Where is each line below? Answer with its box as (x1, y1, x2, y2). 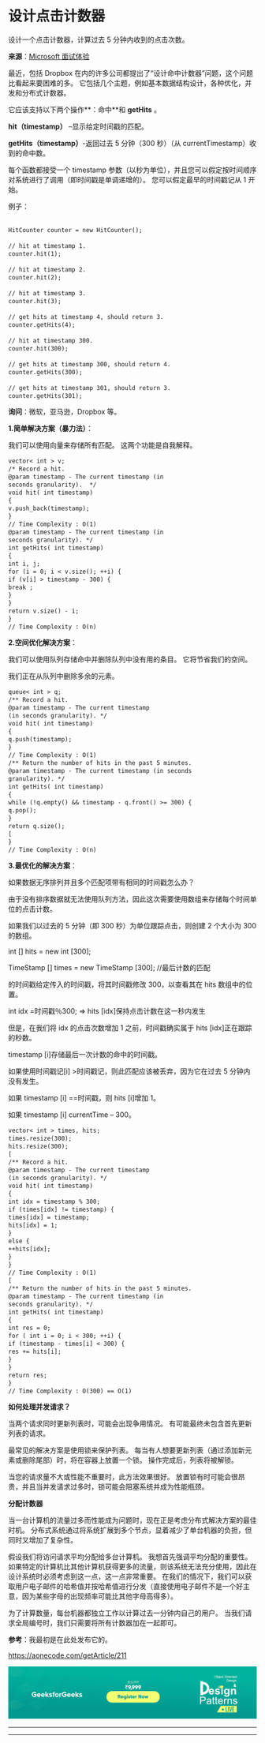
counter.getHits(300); (8, 368, 83, 376)
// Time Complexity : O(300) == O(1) (8, 1387, 132, 1395)
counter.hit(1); (8, 249, 62, 257)
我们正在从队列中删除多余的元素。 (8, 671, 119, 680)
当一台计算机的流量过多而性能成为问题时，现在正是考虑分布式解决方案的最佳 (8, 1515, 257, 1524)
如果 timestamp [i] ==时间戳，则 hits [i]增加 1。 (8, 1093, 160, 1102)
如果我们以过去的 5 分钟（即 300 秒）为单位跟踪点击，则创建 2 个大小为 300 (8, 920, 257, 930)
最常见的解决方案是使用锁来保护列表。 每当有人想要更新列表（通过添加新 (8, 1445, 245, 1455)
